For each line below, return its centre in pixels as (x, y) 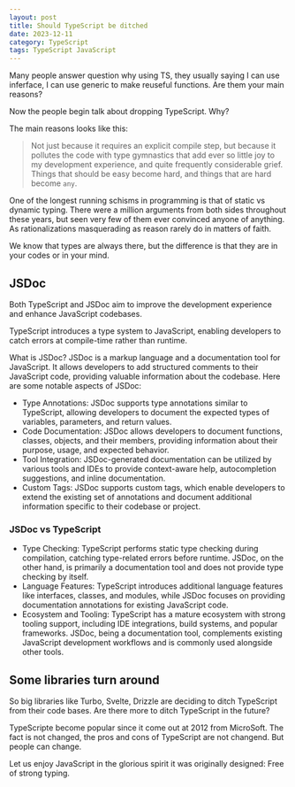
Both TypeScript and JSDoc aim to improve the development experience (140, 304)
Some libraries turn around (84, 679)
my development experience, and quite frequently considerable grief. (157, 165)
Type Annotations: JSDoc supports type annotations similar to (135, 403)
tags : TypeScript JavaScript (63, 50)
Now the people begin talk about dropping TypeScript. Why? (119, 112)
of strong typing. (40, 773)
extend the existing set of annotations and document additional (137, 497)
